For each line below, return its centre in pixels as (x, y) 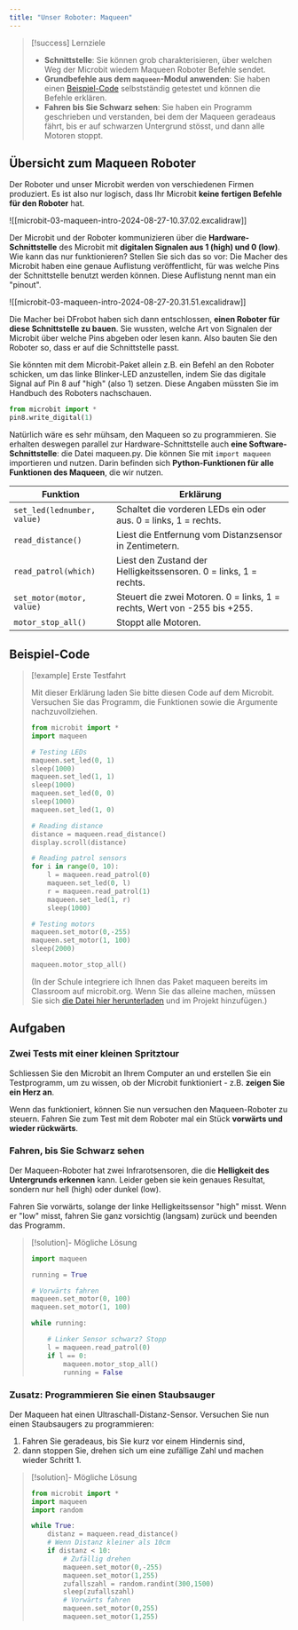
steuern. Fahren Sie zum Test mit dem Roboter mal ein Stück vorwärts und (146, 1119)
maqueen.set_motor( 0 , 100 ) (81, 1299)
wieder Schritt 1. (51, 1460)
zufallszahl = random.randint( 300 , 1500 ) (139, 1584)
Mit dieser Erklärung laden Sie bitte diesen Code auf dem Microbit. (153, 692)
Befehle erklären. (75, 98)
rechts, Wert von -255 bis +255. (185, 608)
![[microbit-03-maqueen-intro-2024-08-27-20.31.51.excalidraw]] (128, 302)
